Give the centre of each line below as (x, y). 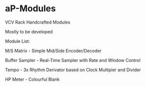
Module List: (18, 41)
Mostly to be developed (29, 31)
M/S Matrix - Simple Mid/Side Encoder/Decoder (53, 51)
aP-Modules (31, 9)
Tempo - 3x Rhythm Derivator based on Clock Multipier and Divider (73, 70)
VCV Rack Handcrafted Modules (38, 22)
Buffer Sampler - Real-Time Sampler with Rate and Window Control (73, 60)
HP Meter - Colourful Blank (32, 79)
